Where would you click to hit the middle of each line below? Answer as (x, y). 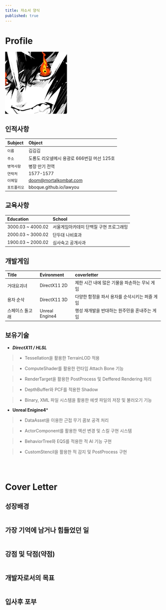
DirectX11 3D (54, 300)
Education (18, 219)
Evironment (52, 275)
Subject (15, 143)
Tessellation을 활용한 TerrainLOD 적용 (62, 358)
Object (36, 143)
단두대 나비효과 (67, 235)
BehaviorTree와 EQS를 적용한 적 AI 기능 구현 (68, 441)
